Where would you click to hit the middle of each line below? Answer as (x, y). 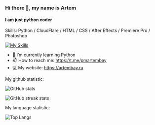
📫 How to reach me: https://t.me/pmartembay (59, 61)
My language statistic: (28, 108)
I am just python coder (29, 20)
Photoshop (16, 36)
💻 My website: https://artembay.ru (48, 68)
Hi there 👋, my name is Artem (41, 8)
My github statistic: (25, 79)
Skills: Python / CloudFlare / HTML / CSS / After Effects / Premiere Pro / (78, 31)
